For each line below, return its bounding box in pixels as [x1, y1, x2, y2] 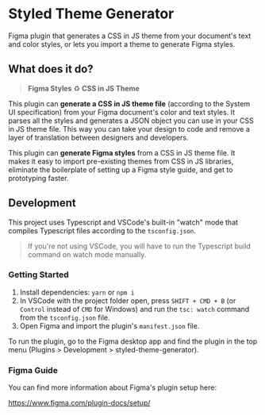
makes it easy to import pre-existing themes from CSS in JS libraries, [8, 156, 234, 166]
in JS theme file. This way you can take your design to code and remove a [8, 124, 250, 133]
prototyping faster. [8, 173, 69, 183]
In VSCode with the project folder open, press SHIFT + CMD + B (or [19, 295, 236, 305]
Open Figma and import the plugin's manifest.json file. [19, 321, 200, 330]
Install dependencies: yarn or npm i [19, 287, 135, 297]
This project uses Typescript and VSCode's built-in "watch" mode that [8, 217, 239, 227]
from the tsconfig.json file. [19, 313, 110, 322]
